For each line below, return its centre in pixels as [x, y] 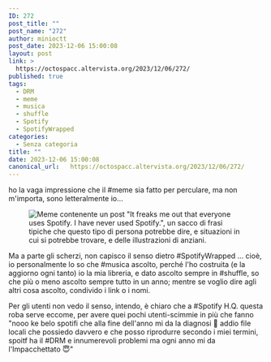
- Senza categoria [47, 144]
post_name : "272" [38, 31]
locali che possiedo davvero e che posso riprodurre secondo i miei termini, [133, 332]
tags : [17, 84]
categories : [28, 136]
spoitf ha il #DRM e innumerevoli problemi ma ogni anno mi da [112, 341]
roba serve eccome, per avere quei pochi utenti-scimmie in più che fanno [131, 315]
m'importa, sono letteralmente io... [66, 199]
